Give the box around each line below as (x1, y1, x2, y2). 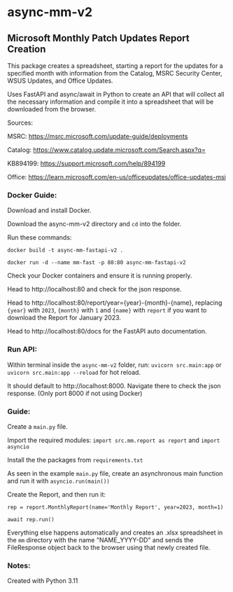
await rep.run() (7, 516, 55, 523)
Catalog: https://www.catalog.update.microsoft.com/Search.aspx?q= (7, 146, 206, 154)
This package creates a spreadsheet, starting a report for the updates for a (7, 62, 223, 70)
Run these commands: (7, 233, 72, 242)
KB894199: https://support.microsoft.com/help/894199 (7, 159, 166, 167)
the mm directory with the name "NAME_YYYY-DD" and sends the (7, 535, 194, 544)
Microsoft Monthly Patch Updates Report (7, 32, 190, 44)
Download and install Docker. (7, 206, 92, 214)
